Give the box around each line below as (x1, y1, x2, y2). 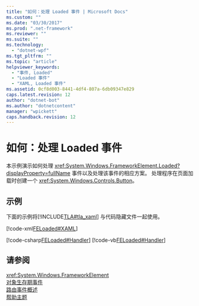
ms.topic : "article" (6, 58, 58, 64)
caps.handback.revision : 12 (6, 114, 76, 120)
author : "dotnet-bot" (6, 97, 60, 103)
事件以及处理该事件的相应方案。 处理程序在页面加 (71, 170, 194, 177)
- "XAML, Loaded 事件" (11, 81, 66, 87)
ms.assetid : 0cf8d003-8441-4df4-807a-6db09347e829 (6, 86, 135, 92)
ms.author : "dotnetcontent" (6, 102, 76, 109)
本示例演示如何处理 (6, 162, 54, 170)
